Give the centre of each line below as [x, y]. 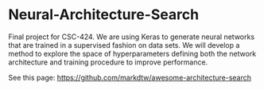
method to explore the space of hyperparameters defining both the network [132, 53]
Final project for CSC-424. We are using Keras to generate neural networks [132, 37]
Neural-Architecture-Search [104, 15]
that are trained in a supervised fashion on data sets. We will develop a [124, 45]
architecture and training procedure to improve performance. [108, 62]
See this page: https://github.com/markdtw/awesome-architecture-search [130, 77]
